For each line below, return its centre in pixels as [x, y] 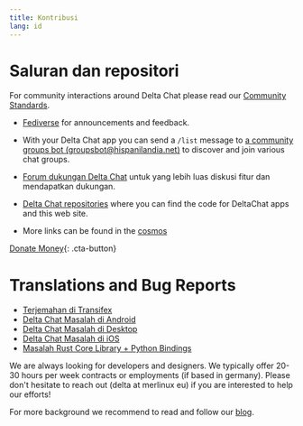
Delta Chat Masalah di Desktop [80, 329]
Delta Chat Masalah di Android [79, 319]
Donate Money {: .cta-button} [63, 248]
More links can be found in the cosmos [95, 231]
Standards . [30, 106]
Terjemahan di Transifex [67, 310]
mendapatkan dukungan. [69, 187]
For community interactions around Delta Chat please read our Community [148, 96]
